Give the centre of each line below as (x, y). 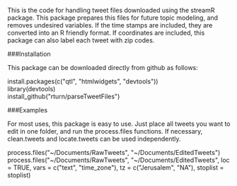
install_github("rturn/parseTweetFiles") (64, 96)
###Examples (28, 110)
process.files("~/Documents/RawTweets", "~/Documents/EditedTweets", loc (118, 160)
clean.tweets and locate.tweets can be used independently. (94, 139)
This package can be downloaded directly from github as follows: (103, 68)
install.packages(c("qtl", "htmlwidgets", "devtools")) (83, 81)
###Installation (29, 54)
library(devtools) (31, 89)
